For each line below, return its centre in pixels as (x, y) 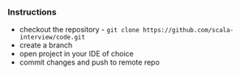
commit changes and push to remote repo (89, 62)
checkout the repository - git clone (79, 30)
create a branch (46, 45)
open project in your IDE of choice (77, 54)
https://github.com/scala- (188, 31)
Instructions (32, 12)
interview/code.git (52, 37)
